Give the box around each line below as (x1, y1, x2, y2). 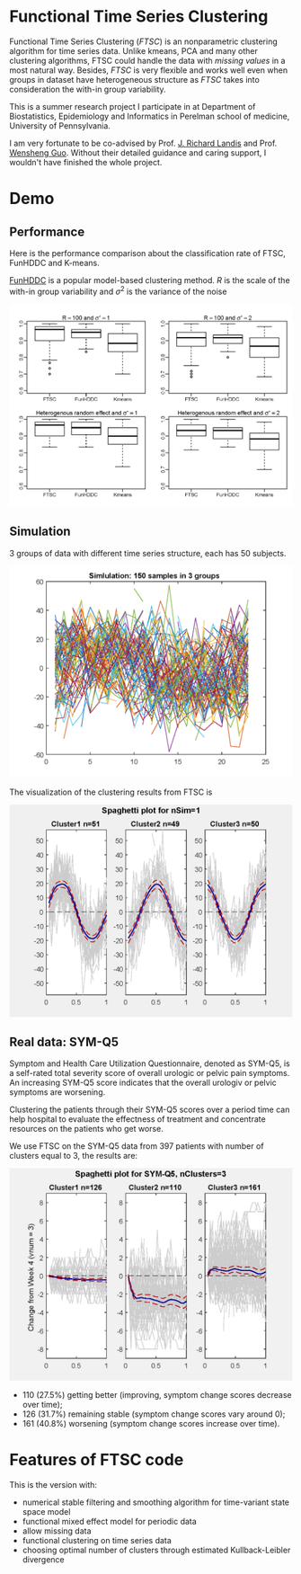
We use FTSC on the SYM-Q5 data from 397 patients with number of (9, 1141, 264, 1152)
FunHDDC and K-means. (9, 257, 101, 268)
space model (22, 1506, 71, 1516)
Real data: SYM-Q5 (9, 1034, 120, 1049)
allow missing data (22, 1525, 92, 1536)
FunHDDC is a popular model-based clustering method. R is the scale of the (9, 274, 290, 285)
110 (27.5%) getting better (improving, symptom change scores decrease (22, 1389, 292, 1400)
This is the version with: (9, 1479, 97, 1490)
